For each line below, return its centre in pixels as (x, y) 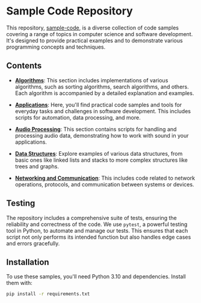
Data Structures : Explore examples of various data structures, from (99, 153)
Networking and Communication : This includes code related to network (105, 178)
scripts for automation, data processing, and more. (78, 117)
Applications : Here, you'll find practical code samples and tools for (98, 105)
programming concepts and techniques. (56, 47)
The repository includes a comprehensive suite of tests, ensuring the (91, 218)
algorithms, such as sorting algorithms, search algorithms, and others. (102, 87)
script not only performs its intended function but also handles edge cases (99, 237)
